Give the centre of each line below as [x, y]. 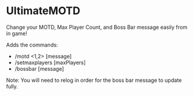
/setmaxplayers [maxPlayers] [50, 62]
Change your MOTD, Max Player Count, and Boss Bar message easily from [97, 27]
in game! [17, 33]
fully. [12, 86]
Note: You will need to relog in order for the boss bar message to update [94, 80]
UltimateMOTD [43, 11]
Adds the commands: [32, 45]
